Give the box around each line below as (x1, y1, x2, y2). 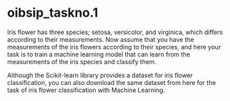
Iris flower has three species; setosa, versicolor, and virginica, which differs (7, 28, 224, 36)
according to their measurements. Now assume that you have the (7, 35, 195, 43)
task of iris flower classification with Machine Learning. (7, 86, 165, 94)
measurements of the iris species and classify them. (7, 57, 157, 65)
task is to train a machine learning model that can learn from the (7, 50, 191, 59)
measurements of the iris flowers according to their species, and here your (7, 42, 221, 51)
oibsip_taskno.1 (7, 5, 99, 21)
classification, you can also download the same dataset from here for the (7, 78, 217, 86)
